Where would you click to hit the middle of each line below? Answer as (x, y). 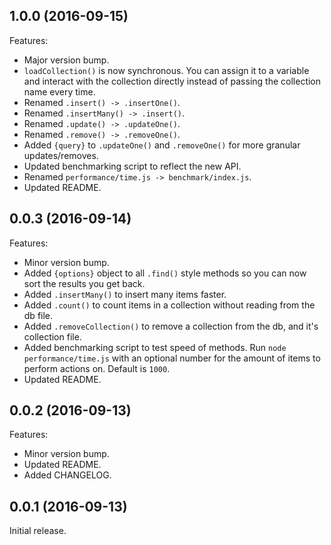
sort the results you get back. (84, 283)
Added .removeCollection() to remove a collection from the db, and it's (171, 326)
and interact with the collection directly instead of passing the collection (172, 81)
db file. (38, 315)
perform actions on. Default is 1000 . (97, 368)
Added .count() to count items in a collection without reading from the (169, 305)
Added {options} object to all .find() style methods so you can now (165, 273)
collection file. (52, 336)
